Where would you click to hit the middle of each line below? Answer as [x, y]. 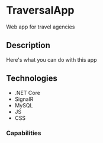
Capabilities [24, 133]
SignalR [24, 99]
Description [28, 45]
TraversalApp [40, 10]
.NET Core [27, 93]
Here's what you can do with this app [51, 59]
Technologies [32, 79]
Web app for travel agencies [41, 27]
